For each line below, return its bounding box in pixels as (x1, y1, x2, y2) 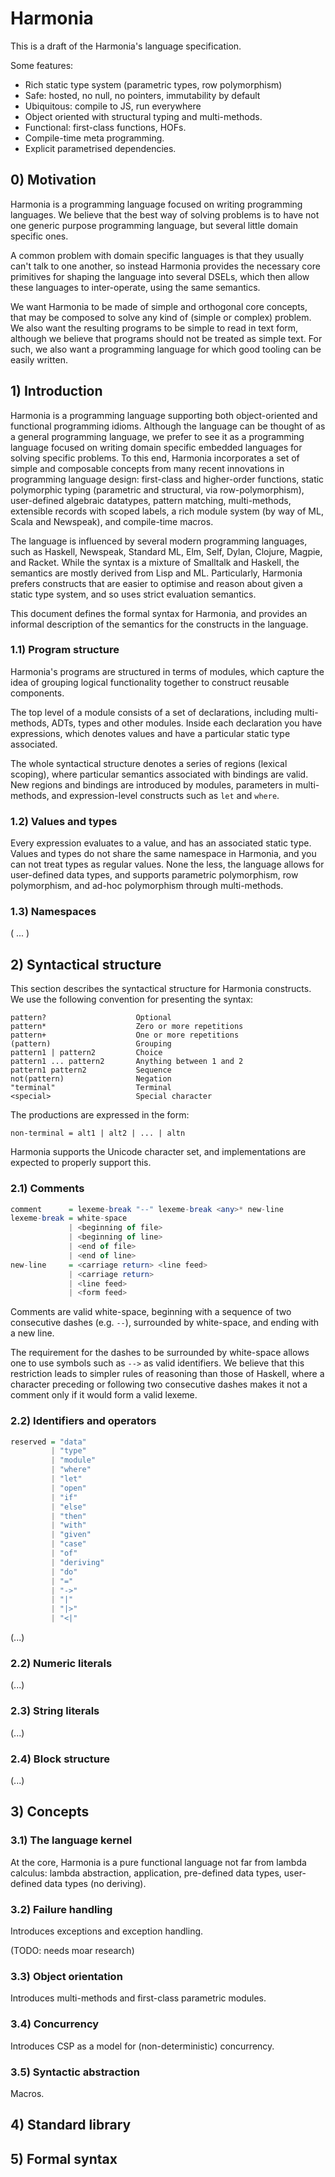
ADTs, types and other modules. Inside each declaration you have (51, 717, 323, 729)
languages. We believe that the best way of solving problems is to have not (10, 208, 320, 221)
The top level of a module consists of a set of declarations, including (10, 706, 293, 718)
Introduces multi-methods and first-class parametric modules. (10, 1992, 267, 2004)
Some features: (10, 59, 74, 71)
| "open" (50, 1483, 87, 1493)
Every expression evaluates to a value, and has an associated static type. (10, 837, 312, 849)
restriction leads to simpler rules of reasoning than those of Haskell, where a (10, 1368, 325, 1380)
